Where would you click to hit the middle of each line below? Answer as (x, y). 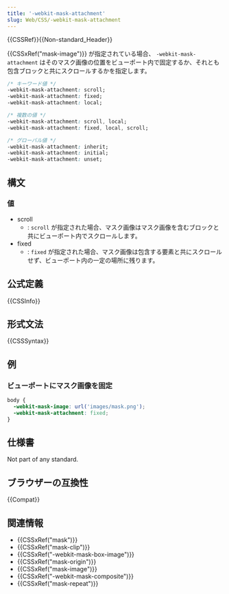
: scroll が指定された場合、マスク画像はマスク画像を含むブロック (120, 227)
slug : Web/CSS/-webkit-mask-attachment (64, 20)
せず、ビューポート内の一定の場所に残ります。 (93, 260)
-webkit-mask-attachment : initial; (58, 153)
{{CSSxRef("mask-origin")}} (57, 562)
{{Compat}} (23, 500)
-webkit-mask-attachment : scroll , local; (67, 121)
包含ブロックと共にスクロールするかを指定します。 (79, 71)
